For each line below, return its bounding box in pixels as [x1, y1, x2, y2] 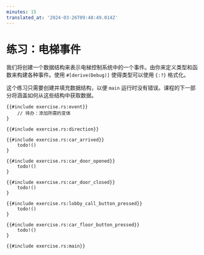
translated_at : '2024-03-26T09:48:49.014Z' [6, 15, 118, 21]
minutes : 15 [6, 8, 36, 15]
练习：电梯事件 [6, 42, 81, 56]
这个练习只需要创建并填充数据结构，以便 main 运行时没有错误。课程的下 [6, 84, 185, 92]
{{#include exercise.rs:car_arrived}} [6, 137, 104, 143]
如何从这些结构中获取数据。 [27, 92, 97, 99]
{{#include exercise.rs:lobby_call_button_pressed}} [6, 201, 143, 207]
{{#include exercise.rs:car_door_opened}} [6, 158, 115, 165]
